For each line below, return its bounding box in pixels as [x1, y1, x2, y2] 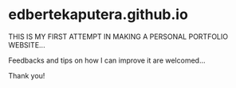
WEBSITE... [8, 40, 45, 49]
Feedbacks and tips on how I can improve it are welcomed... [8, 55, 206, 65]
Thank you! [8, 71, 45, 80]
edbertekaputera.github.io [8, 6, 189, 24]
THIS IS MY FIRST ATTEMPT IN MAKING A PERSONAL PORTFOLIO [8, 32, 229, 41]
